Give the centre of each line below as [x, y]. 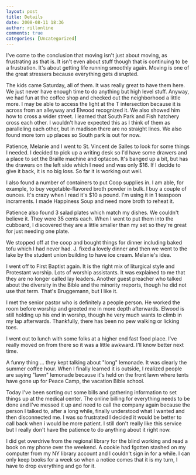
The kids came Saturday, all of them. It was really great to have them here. [96, 85]
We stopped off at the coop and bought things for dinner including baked [94, 242]
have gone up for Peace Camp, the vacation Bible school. [75, 381]
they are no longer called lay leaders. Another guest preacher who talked [94, 279]
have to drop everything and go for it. [51, 466]
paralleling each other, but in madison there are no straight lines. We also [94, 129]
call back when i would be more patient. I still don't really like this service [94, 424]
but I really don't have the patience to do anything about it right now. [88, 430]
